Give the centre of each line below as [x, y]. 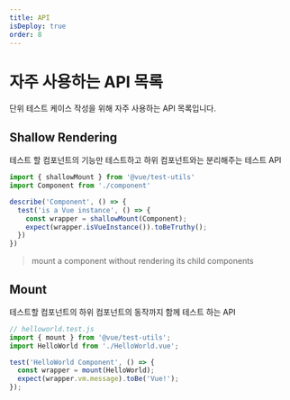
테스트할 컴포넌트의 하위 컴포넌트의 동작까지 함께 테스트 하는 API [122, 312]
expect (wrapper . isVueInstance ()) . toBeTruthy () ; [116, 227]
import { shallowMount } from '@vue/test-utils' [102, 177]
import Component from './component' [80, 186]
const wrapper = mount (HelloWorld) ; [86, 370]
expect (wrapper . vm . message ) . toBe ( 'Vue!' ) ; [98, 379]
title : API [30, 18]
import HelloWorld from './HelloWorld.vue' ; [94, 346]
